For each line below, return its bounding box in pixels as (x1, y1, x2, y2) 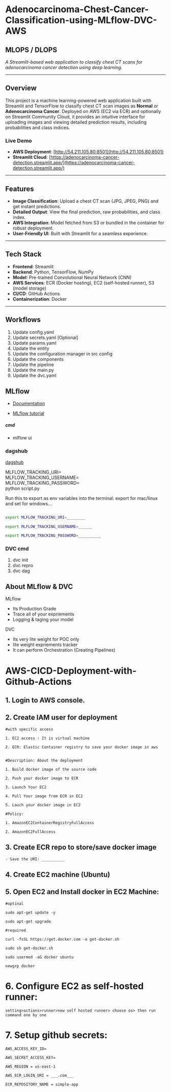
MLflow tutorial (12, 410, 45, 416)
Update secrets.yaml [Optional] (12, 334, 79, 341)
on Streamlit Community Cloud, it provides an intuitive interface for (5, 114, 146, 120)
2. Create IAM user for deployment (5, 713, 118, 722)
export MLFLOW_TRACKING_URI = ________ (5, 515, 85, 520)
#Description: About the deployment (5, 758, 83, 763)
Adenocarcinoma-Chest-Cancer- (5, 4, 149, 15)
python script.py (5, 485, 40, 491)
